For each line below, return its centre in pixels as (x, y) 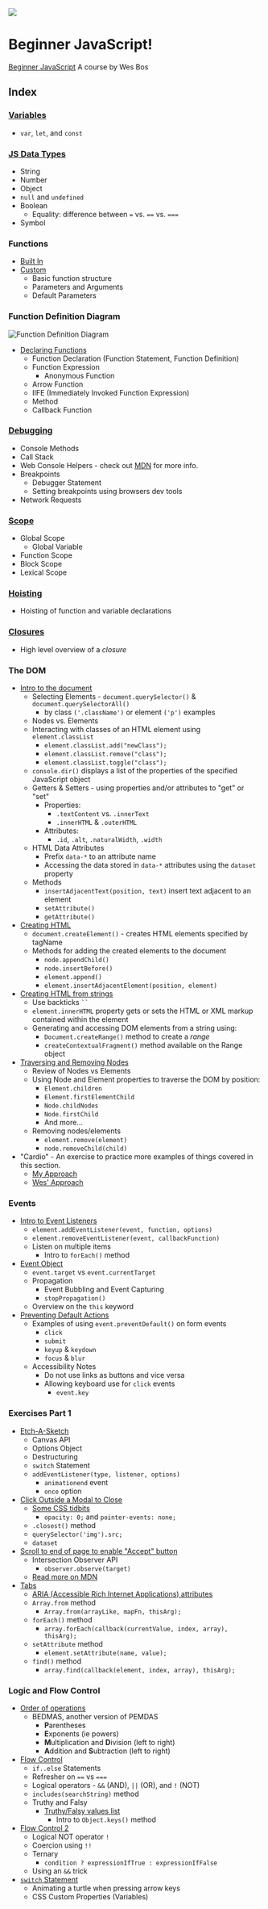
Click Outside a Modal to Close (71, 1499)
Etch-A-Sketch (44, 1431)
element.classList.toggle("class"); (105, 763)
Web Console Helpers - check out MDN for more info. (109, 465)
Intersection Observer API (75, 1559)
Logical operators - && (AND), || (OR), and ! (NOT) (116, 1785)
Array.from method (64, 1602)
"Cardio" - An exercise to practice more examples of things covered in (136, 1157)
